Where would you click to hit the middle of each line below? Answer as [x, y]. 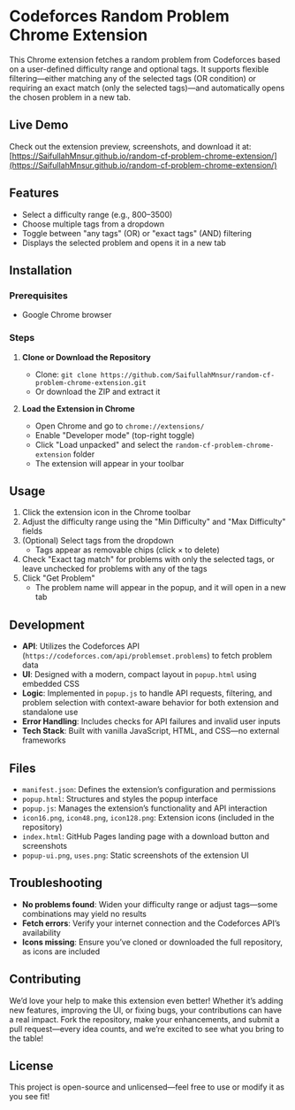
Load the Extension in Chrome [78, 408]
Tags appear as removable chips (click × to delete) [127, 550]
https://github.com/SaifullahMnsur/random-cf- [188, 375]
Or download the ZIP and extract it [98, 391]
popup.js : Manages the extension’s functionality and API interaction [144, 808]
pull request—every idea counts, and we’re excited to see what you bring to [147, 1029]
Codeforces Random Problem [119, 16]
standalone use [50, 712]
